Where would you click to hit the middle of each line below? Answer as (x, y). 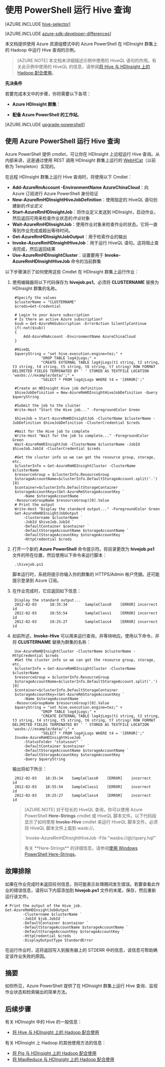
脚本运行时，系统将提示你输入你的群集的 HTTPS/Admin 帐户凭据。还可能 (86, 574)
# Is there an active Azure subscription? (59, 319)
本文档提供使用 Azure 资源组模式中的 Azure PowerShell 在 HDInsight (74, 44)
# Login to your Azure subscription (52, 315)
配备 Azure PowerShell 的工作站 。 (47, 114)
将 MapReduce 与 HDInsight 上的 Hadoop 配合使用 (63, 1060)
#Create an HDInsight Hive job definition (59, 388)
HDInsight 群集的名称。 (36, 288)
